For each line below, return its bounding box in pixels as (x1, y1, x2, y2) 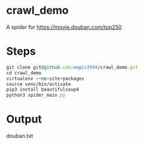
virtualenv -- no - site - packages (6, 76, 85, 82)
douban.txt (6, 133, 34, 140)
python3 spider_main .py (6, 92, 66, 98)
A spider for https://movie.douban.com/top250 (6, 23, 122, 31)
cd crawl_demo (6, 70, 42, 76)
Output (6, 112, 42, 126)
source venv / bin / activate (6, 81, 71, 87)
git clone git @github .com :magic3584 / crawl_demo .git (6, 64, 138, 70)
